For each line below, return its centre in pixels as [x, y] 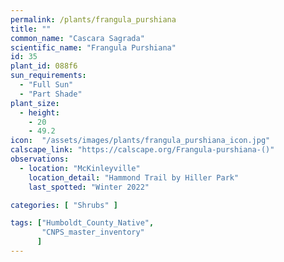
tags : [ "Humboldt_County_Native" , [82, 223]
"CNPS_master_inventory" [93, 232]
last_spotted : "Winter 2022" [89, 187]
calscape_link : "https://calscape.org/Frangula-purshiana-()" [142, 150]
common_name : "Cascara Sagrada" [77, 38]
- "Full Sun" [46, 85]
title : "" [31, 29]
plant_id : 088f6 [44, 66]
